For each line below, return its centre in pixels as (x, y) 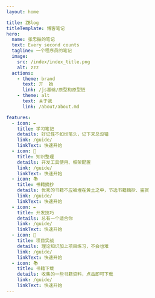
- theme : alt (33, 96)
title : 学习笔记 (36, 129)
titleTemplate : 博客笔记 (36, 28)
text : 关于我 (37, 101)
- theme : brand (36, 79)
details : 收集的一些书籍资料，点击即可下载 (65, 275)
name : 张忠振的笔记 (33, 40)
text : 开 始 (38, 84)
